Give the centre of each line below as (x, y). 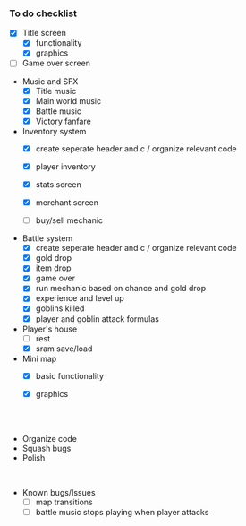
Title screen (44, 33)
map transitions (64, 502)
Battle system (47, 238)
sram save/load (64, 349)
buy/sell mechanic (69, 220)
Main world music (68, 100)
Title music (56, 91)
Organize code (50, 438)
